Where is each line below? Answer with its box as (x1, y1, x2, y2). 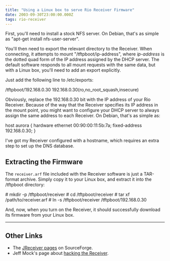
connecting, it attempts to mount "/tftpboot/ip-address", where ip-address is (5, 51, 165, 57)
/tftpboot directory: (5, 182, 45, 188)
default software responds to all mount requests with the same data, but (5, 62, 156, 68)
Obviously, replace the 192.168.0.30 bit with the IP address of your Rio (5, 96, 151, 102)
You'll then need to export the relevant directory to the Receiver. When (5, 46, 152, 52)
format (5, 176, 19, 182)
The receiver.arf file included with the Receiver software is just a (5, 171, 143, 177)
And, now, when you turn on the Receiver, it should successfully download (5, 206, 161, 213)
